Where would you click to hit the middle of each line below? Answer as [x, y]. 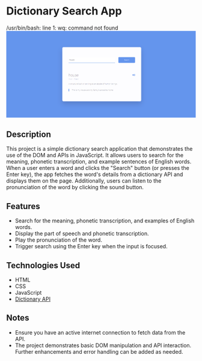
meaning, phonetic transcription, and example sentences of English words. [99, 162]
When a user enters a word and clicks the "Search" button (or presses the [98, 168]
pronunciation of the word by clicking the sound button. [75, 187]
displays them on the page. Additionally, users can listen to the [84, 181]
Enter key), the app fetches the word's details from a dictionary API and [95, 174]
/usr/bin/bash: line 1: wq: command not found [62, 28]
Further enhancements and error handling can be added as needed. [99, 351]
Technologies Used [43, 265]
